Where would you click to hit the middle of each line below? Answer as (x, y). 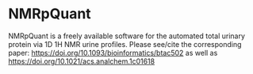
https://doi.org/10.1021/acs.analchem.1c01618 (82, 61)
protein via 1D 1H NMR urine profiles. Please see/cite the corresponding (125, 44)
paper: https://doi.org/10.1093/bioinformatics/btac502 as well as (113, 53)
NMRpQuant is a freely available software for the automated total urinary (127, 36)
